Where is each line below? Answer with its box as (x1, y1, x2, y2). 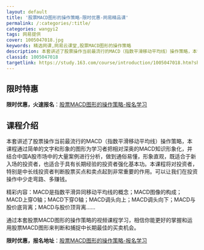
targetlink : (6, 59, 36, 66)
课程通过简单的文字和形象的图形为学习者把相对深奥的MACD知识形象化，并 (6, 145, 193, 152)
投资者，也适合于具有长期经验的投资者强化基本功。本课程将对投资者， (22, 160, 198, 167)
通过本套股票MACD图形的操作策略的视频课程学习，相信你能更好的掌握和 (6, 217, 188, 224)
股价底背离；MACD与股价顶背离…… (6, 204, 96, 211)
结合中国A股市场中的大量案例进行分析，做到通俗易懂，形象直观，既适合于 (6, 153, 191, 160)
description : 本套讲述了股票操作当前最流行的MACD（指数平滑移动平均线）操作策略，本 (6, 49, 197, 55)
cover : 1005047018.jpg (6, 37, 64, 43)
